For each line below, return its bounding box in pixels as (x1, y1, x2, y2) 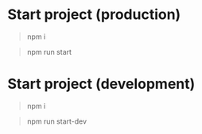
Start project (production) (7, 6, 181, 24)
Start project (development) (7, 75, 196, 93)
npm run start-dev (26, 117, 87, 126)
